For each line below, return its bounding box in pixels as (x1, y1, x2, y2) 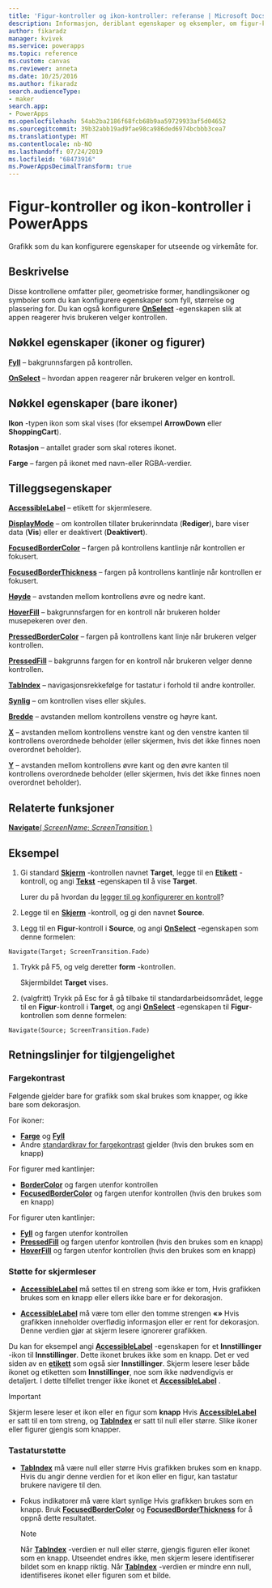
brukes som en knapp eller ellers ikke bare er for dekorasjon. (19, 1292, 223, 1302)
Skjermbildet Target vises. (19, 978, 108, 987)
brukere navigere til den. (19, 1480, 102, 1490)
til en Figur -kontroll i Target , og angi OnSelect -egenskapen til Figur (19, 1002, 249, 1012)
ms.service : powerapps (8, 42, 85, 50)
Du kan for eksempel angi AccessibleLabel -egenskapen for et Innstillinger (8, 1341, 262, 1350)
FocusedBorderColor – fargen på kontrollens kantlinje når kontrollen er (8, 543, 245, 553)
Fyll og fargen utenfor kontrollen (19, 1228, 129, 1238)
